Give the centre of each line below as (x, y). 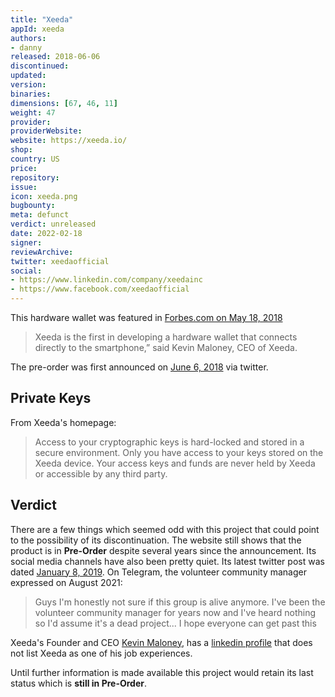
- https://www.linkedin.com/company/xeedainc (106, 280)
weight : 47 (33, 112)
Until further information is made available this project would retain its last (162, 672)
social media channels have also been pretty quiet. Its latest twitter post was (167, 561)
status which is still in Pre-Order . (79, 683)
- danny (26, 47)
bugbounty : (33, 206)
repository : (35, 177)
